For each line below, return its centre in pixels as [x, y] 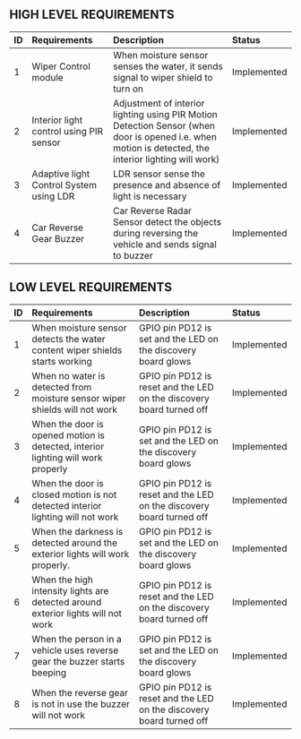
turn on [128, 89]
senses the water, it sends [168, 66]
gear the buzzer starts [78, 661]
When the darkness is [77, 531]
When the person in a [77, 639]
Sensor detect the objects [168, 221]
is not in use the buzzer [81, 704]
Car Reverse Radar [153, 211]
